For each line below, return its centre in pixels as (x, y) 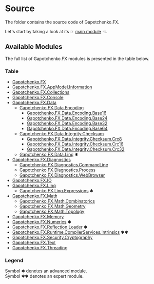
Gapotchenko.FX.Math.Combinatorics (57, 201)
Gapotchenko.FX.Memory (38, 217)
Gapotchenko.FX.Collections (41, 92)
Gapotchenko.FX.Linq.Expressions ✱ (56, 191)
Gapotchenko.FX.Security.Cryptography (52, 238)
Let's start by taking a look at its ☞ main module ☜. (56, 31)
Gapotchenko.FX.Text (34, 243)
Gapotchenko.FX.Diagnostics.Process (58, 170)
